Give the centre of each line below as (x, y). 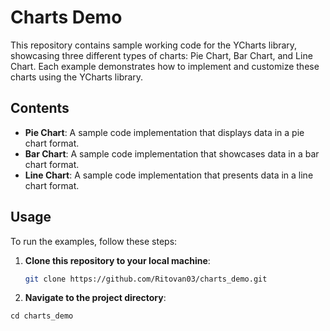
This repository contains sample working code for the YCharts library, (154, 45)
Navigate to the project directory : (95, 298)
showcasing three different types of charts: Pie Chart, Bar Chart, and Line (161, 55)
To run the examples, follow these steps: (94, 241)
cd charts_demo (42, 316)
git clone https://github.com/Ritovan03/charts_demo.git (146, 279)
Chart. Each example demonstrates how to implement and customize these (165, 66)
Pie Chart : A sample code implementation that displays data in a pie (164, 132)
